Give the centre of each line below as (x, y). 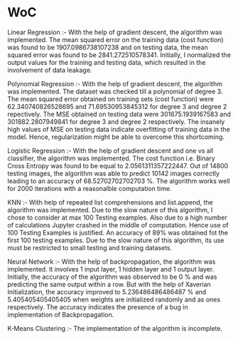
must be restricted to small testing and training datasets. (90, 247)
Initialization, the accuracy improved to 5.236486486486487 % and (107, 292)
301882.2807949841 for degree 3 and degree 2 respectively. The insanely (116, 121)
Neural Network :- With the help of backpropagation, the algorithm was (112, 262)
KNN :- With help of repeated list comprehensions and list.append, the (110, 202)
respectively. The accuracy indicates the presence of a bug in (98, 306)
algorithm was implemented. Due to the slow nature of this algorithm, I (110, 210)
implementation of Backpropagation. (61, 314)
